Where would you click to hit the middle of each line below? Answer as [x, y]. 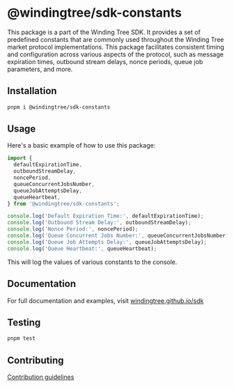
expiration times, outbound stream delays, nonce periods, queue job [105, 61]
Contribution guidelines [41, 377]
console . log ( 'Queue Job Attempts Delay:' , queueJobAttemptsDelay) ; [107, 242]
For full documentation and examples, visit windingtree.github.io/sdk [106, 300]
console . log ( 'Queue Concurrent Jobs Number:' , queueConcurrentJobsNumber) [118, 236]
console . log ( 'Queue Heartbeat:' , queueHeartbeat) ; [82, 249]
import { [20, 158]
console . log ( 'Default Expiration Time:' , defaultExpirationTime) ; [106, 216]
